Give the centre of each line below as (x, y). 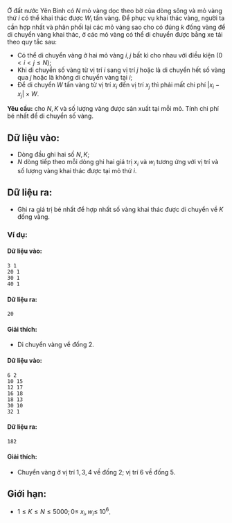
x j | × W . (28, 95)
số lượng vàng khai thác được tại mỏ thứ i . (77, 171)
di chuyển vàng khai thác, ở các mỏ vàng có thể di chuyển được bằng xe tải (115, 34)
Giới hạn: (27, 494)
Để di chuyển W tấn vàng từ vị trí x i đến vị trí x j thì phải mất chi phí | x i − (118, 85)
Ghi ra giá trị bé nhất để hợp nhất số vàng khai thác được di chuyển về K (120, 209)
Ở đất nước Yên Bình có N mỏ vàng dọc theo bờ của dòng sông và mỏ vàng (115, 11)
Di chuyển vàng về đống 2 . (56, 345)
